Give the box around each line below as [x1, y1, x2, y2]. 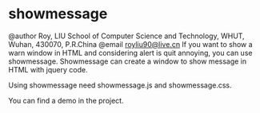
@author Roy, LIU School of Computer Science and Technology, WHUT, [8, 31, 246, 41]
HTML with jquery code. [8, 64, 88, 74]
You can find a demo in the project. [8, 95, 124, 105]
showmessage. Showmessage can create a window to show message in [8, 56, 247, 66]
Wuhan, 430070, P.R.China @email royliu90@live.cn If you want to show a [8, 39, 254, 49]
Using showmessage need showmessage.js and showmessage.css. [8, 80, 232, 90]
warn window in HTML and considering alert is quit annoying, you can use [8, 48, 253, 57]
